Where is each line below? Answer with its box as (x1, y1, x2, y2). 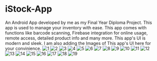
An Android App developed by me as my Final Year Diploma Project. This (5, 20, 152, 25)
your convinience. (5, 45, 42, 51)
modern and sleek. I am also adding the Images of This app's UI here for (5, 40, 151, 46)
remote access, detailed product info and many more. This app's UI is (5, 35, 146, 41)
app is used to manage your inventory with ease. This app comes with (5, 24, 147, 30)
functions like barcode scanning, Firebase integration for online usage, (5, 30, 148, 36)
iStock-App (5, 3, 52, 15)
